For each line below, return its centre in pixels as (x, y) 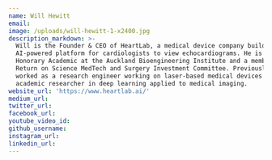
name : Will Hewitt (39, 16)
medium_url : (28, 99)
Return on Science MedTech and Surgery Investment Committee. (123, 69)
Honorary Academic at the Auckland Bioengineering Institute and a (132, 61)
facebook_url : (32, 114)
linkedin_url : (32, 143)
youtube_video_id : (39, 121)
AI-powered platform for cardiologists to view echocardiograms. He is (139, 53)
